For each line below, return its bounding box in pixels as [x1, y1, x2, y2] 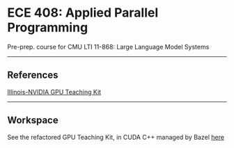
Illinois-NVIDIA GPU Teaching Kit [7, 88, 102, 96]
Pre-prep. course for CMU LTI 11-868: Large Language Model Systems [7, 42, 210, 51]
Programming [7, 19, 88, 35]
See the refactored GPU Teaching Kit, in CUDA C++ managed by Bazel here [7, 133, 225, 141]
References [7, 69, 58, 81]
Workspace [7, 115, 58, 126]
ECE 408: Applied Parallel [7, 5, 159, 21]
